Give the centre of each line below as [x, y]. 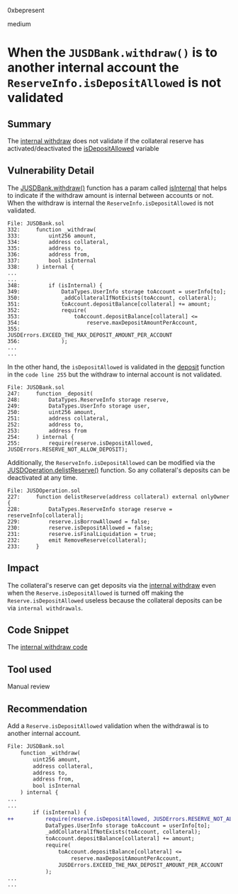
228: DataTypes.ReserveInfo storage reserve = [90, 509]
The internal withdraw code [47, 647]
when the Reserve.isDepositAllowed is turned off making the [96, 593]
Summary [29, 124]
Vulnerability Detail [51, 171]
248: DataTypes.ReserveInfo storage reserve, [89, 400]
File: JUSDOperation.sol [44, 491]
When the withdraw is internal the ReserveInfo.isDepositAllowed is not [110, 203]
